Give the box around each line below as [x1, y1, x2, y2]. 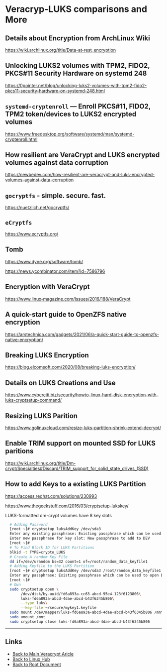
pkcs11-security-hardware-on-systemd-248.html [5, 88, 105, 94]
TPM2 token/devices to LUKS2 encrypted [5, 110, 137, 118]
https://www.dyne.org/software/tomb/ [5, 258, 83, 264]
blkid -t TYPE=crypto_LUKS [9, 550, 66, 555]
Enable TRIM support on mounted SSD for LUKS [5, 439, 156, 448]
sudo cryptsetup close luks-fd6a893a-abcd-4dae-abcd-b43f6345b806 [9, 619, 150, 624]
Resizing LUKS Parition [5, 412, 78, 420]
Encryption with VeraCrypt [5, 283, 90, 291]
